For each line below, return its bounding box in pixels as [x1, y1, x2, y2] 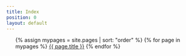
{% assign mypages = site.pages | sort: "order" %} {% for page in [15, 37, 181, 44]
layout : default [6, 20, 47, 26]
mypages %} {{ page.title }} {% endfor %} [15, 43, 120, 50]
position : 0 [6, 14, 36, 20]
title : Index [6, 8, 40, 15]
